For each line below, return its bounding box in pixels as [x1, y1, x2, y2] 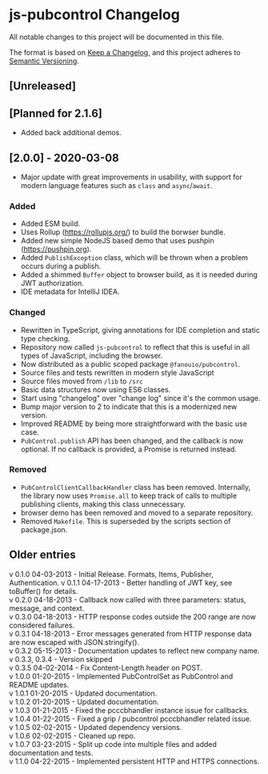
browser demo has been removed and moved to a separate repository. [20, 507, 254, 517]
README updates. [9, 680, 70, 689]
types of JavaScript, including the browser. [20, 351, 163, 360]
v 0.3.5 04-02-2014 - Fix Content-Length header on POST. [9, 663, 203, 672]
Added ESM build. [20, 219, 81, 229]
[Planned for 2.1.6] [9, 106, 102, 120]
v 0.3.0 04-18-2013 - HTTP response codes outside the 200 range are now [9, 612, 257, 621]
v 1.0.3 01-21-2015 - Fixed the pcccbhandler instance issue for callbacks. [9, 705, 250, 715]
